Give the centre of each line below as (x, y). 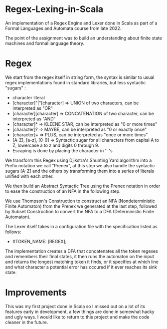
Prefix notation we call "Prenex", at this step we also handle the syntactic (80, 165)
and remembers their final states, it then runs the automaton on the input (80, 256)
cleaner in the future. (27, 322)
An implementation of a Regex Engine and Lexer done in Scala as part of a (82, 23)
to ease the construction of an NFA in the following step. (63, 191)
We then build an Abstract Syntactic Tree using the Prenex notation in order (83, 186)
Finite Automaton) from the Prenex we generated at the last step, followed (81, 206)
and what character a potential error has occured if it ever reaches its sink (81, 267)
